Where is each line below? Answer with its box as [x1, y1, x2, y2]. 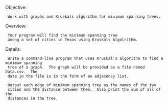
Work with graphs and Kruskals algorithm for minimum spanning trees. [7, 14, 161, 19]
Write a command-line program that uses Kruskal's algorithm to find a [7, 56, 163, 61]
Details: [5, 46, 21, 52]
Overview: [5, 23, 27, 29]
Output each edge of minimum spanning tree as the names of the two [7, 83, 157, 88]
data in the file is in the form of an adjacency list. [7, 74, 129, 79]
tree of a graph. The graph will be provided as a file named [7, 65, 145, 70]
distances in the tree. [7, 96, 58, 101]
